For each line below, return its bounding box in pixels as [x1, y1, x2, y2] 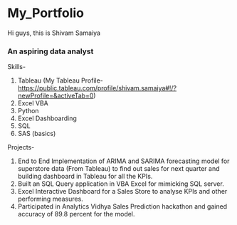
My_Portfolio [7, 5, 84, 21]
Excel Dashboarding [17, 114, 77, 122]
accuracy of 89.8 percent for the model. [17, 210, 135, 219]
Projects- [7, 143, 35, 152]
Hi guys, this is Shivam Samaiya [7, 28, 101, 37]
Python [17, 107, 39, 115]
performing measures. [17, 194, 83, 204]
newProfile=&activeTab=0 [17, 91, 94, 100]
